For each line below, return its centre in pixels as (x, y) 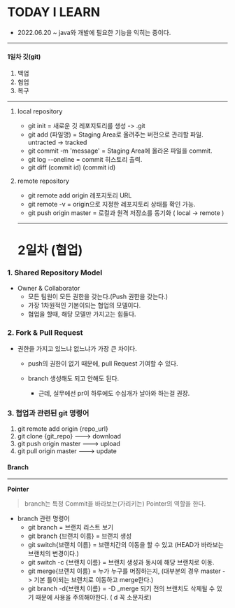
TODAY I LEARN (54, 12)
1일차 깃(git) (24, 56)
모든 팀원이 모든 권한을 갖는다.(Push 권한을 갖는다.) (98, 296)
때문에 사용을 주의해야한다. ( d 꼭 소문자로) (93, 597)
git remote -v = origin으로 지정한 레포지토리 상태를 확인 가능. (112, 205)
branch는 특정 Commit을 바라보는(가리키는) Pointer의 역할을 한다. (115, 504)
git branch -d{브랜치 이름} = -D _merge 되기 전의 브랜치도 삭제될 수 (121, 588)
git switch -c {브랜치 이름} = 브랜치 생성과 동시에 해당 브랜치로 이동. (121, 562)
